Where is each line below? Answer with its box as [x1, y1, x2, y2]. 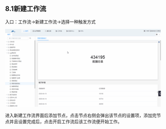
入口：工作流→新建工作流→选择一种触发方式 [5, 19, 96, 25]
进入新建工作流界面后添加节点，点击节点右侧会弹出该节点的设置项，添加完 [5, 112, 157, 118]
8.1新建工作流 [5, 4, 46, 13]
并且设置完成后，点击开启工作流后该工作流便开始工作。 [9, 118, 122, 125]
